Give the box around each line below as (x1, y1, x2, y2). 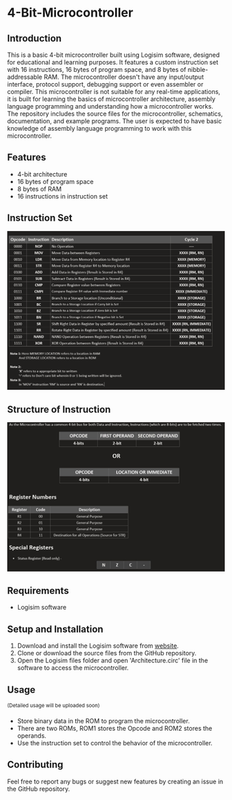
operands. (17, 731, 47, 740)
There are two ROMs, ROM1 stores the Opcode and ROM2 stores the (17, 724, 213, 732)
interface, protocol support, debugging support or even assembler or (7, 80, 204, 88)
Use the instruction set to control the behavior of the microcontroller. (17, 738, 213, 747)
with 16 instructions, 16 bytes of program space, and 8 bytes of (7, 66, 186, 73)
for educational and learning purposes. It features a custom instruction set (7, 58, 219, 66)
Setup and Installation (7, 623, 104, 635)
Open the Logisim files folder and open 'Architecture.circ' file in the (17, 656, 209, 665)
